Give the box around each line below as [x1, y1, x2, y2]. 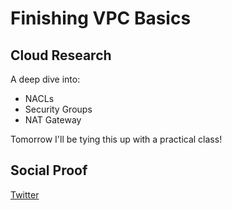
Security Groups [24, 103, 93, 115]
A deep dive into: [10, 73, 81, 85]
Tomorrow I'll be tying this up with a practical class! [10, 133, 223, 145]
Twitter [10, 188, 40, 201]
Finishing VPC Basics [10, 7, 192, 30]
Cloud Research [10, 47, 112, 64]
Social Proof [10, 162, 88, 179]
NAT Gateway [24, 114, 82, 126]
